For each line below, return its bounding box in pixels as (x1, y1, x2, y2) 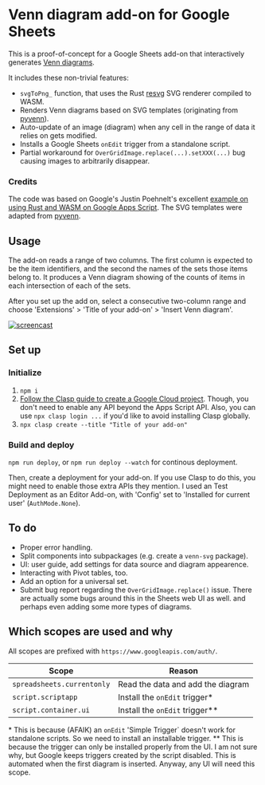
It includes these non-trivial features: (8, 73, 129, 82)
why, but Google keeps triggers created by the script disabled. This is (8, 750, 236, 759)
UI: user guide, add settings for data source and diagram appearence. (19, 559, 249, 569)
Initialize (8, 367, 42, 378)
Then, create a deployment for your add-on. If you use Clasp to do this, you (8, 473, 256, 483)
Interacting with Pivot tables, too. (19, 568, 129, 578)
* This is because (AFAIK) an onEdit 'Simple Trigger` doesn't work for (8, 724, 236, 735)
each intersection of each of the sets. (8, 281, 131, 290)
